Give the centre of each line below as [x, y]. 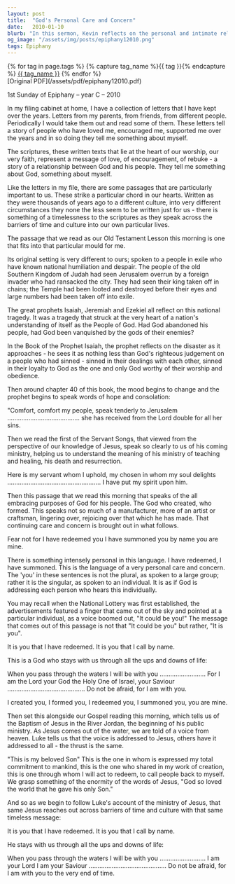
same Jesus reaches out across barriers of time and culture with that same [115, 810]
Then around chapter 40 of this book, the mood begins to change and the [113, 389]
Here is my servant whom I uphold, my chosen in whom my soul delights [112, 475]
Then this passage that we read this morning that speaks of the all [102, 496]
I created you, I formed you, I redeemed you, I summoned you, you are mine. [117, 702]
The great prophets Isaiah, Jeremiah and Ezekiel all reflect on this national [114, 310]
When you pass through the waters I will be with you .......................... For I [114, 674]
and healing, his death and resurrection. [65, 461]
